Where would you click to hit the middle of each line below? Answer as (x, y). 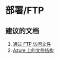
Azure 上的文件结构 (33, 50)
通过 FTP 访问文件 (32, 44)
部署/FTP (25, 10)
